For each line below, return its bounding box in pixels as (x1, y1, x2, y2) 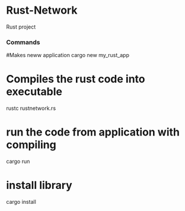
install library (6, 179, 72, 192)
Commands (6, 38, 40, 46)
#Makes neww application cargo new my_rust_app (6, 52, 129, 59)
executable (6, 85, 62, 99)
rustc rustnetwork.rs (6, 105, 56, 112)
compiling (6, 138, 56, 152)
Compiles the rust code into (6, 73, 145, 86)
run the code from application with (6, 125, 180, 139)
